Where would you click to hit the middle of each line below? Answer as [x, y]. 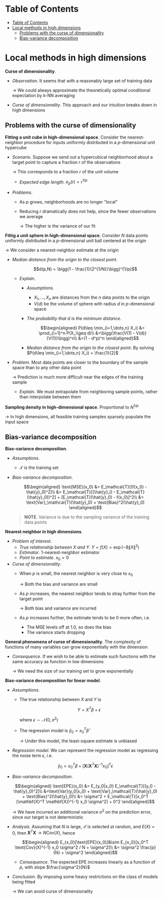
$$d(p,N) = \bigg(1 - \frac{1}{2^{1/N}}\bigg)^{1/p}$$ [85, 269]
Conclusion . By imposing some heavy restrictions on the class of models [85, 877]
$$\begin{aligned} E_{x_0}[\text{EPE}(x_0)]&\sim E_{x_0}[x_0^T [85, 842]
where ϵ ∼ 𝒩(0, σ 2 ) [39, 719]
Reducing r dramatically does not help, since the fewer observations [88, 211]
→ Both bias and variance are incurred [58, 608]
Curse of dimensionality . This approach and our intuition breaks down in [84, 105]
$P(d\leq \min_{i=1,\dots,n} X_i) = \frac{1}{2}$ [72, 353]
